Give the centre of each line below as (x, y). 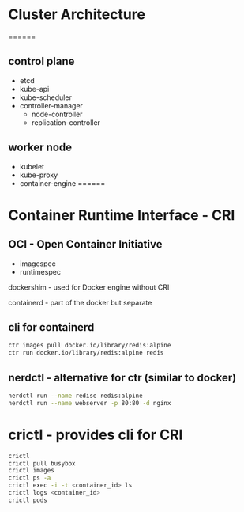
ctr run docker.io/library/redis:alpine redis (86, 353)
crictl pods (28, 500)
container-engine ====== (62, 183)
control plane (41, 61)
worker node (40, 148)
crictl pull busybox (42, 463)
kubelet (32, 166)
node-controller (57, 114)
